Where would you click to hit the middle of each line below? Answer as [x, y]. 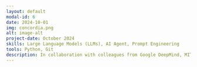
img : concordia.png [30, 28]
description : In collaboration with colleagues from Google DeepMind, [94, 55]
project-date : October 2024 [40, 38]
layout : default [26, 11]
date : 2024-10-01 [27, 22]
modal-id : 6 [21, 17]
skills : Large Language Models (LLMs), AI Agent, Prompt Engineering [93, 44]
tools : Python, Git [30, 50]
